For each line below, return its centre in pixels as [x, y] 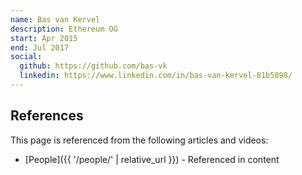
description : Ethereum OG [64, 29]
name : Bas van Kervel [55, 19]
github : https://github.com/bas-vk [93, 66]
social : [26, 57]
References [47, 116]
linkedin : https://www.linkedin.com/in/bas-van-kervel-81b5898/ [156, 76]
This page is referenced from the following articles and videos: [139, 140]
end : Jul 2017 [40, 47]
